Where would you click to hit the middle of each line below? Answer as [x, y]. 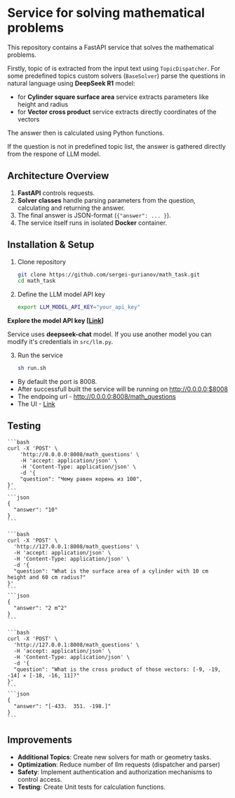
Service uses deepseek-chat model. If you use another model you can [109, 334]
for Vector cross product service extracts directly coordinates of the [117, 112]
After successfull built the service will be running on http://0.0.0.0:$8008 [123, 389]
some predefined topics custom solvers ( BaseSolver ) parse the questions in [116, 76]
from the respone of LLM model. [54, 154]
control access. [40, 779]
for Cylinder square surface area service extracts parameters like [113, 97]
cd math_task [36, 281]
